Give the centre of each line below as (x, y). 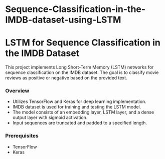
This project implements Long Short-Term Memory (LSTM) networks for (79, 67)
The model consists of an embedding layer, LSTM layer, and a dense (83, 112)
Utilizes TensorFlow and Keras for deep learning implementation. (79, 101)
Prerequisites (22, 136)
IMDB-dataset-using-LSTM (63, 20)
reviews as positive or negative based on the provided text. (66, 78)
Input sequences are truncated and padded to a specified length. (79, 123)
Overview (17, 91)
